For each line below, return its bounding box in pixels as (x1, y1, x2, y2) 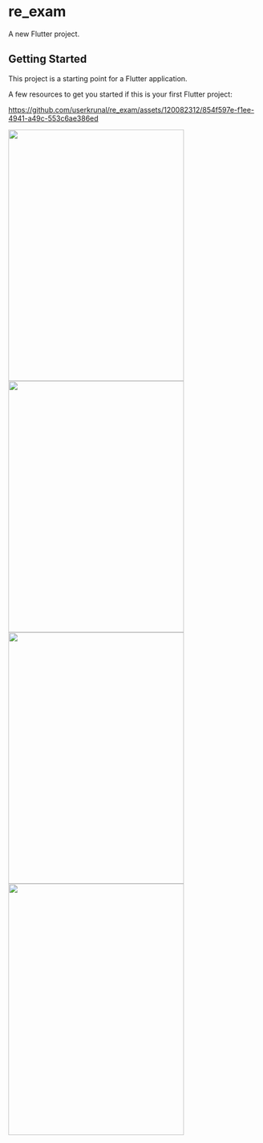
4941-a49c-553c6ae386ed (8, 113, 99, 123)
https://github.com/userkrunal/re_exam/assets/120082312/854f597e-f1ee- (8, 105, 255, 114)
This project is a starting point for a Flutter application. (8, 73, 188, 83)
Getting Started (8, 52, 87, 66)
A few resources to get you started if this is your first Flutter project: (8, 89, 233, 99)
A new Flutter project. (8, 29, 80, 39)
